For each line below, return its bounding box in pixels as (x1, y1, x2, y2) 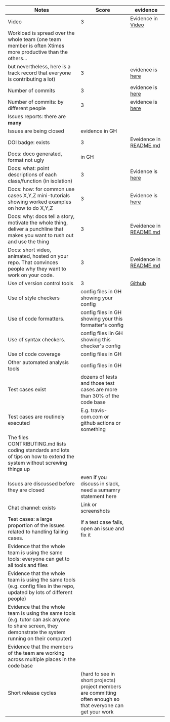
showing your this (80, 315, 123, 322)
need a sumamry (80, 486, 120, 493)
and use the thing (8, 238, 50, 245)
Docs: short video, (8, 246, 52, 253)
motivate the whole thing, (8, 219, 68, 226)
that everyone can (80, 702, 124, 709)
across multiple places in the (8, 656, 76, 663)
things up (8, 466, 30, 472)
